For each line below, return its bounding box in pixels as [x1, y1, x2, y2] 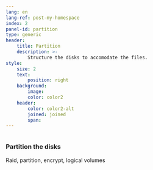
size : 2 [16, 65, 36, 72]
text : [16, 72, 31, 78]
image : [27, 89, 44, 95]
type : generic [5, 32, 42, 38]
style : [5, 60, 23, 66]
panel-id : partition [5, 26, 59, 32]
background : [16, 83, 47, 89]
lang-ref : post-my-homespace [5, 15, 80, 21]
